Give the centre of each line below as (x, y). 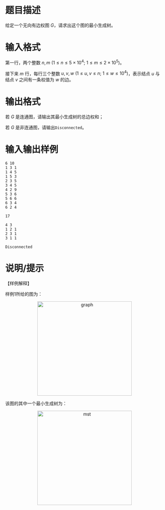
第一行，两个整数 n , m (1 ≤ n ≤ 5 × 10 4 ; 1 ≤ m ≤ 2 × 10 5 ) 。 (65, 62)
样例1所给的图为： (24, 294)
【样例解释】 (18, 283)
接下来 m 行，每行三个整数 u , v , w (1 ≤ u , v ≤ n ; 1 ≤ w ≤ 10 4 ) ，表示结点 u (80, 73)
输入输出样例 (32, 150)
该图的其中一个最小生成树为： (36, 403)
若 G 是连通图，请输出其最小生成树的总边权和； (55, 117)
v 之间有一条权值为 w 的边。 (44, 80)
